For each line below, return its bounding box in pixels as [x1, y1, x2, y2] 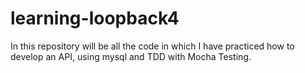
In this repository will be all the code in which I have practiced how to [10, 40, 295, 52]
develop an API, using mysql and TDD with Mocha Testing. [10, 50, 252, 62]
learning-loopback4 [10, 7, 180, 30]
